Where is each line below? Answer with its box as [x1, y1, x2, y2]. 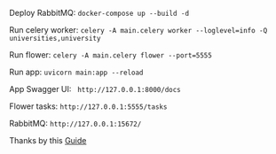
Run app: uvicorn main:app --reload [9, 66, 144, 77]
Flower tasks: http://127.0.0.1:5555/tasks [9, 101, 168, 112]
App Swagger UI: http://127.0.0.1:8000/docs [9, 84, 182, 94]
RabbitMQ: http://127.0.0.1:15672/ [9, 119, 142, 128]
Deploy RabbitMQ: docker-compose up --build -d [9, 8, 189, 18]
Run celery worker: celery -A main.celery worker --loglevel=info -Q [9, 25, 268, 35]
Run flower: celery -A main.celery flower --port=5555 [9, 50, 213, 60]
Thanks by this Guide [9, 135, 87, 145]
